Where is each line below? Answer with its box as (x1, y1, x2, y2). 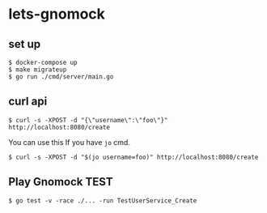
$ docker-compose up (8, 58, 78, 66)
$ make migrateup (8, 66, 67, 74)
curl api (8, 95, 48, 109)
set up (8, 37, 41, 51)
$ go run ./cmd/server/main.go (8, 73, 114, 81)
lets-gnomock (8, 5, 105, 23)
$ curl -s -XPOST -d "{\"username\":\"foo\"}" (8, 116, 168, 124)
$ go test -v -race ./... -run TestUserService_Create (8, 196, 197, 205)
